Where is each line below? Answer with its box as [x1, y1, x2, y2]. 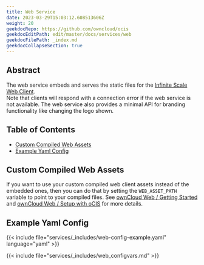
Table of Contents [6, 125, 76, 135]
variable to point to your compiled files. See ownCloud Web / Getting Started [6, 193, 198, 201]
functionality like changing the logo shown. [6, 107, 114, 114]
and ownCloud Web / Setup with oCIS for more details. [6, 200, 143, 207]
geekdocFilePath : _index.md [6, 37, 78, 43]
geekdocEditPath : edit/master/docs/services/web [6, 32, 132, 38]
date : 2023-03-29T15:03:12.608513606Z [6, 15, 104, 21]
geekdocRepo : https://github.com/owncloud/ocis [6, 25, 129, 32]
